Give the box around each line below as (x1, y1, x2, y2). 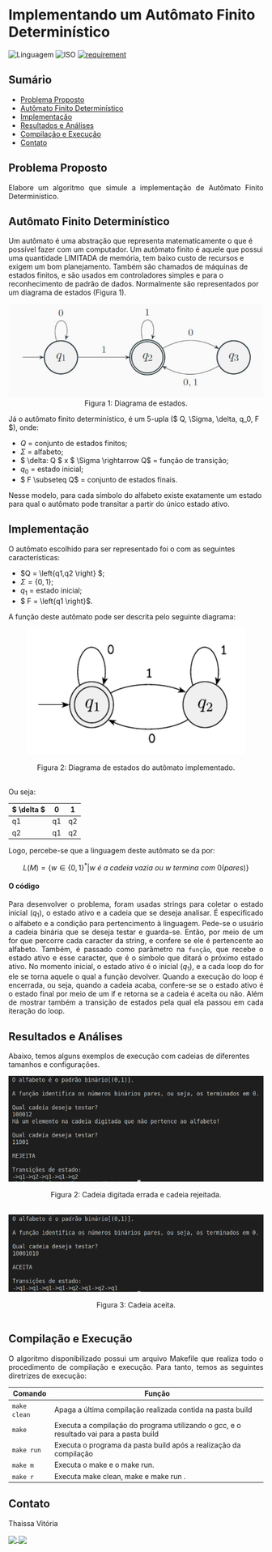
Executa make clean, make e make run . (53, 1471, 186, 1481)
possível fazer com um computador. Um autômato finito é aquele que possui (8, 244, 263, 254)
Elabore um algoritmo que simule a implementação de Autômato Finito (8, 182, 264, 192)
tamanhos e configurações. (8, 1060, 100, 1069)
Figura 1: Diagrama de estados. (84, 398, 188, 408)
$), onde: (8, 423, 39, 432)
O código (8, 881, 40, 891)
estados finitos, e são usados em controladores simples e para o (8, 270, 224, 280)
